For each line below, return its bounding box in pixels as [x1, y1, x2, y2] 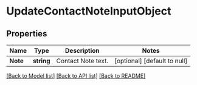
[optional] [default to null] [114, 56, 188, 65]
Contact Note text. [56, 56, 109, 65]
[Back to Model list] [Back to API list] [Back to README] [6, 72, 146, 80]
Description [64, 47, 100, 55]
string [32, 56, 50, 65]
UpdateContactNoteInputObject [6, 4, 171, 18]
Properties [6, 29, 47, 39]
